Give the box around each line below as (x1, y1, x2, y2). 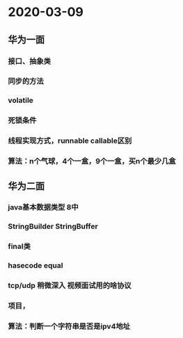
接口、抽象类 (8, 56, 51, 66)
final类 (8, 241, 31, 251)
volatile (8, 95, 34, 105)
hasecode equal (8, 261, 63, 271)
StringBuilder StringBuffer (8, 222, 98, 232)
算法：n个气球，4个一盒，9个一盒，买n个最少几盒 (8, 156, 176, 166)
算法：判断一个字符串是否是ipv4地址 (8, 321, 131, 331)
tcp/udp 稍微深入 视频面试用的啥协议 (8, 281, 132, 291)
